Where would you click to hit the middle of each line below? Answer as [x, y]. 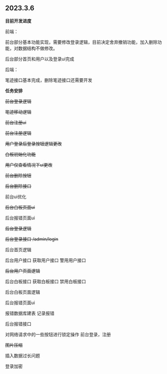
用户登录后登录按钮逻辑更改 [34, 144]
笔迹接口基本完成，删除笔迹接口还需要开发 [49, 80]
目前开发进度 [18, 21]
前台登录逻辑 [18, 101]
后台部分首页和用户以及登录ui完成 [40, 59]
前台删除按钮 [18, 175]
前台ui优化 [16, 196]
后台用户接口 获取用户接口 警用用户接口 [45, 260]
